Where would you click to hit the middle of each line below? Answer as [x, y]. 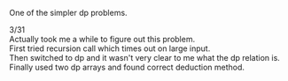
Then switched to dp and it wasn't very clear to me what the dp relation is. [145, 58]
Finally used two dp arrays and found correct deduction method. [127, 67]
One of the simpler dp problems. [68, 13]
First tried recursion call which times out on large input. [110, 48]
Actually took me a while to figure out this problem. [102, 39]
